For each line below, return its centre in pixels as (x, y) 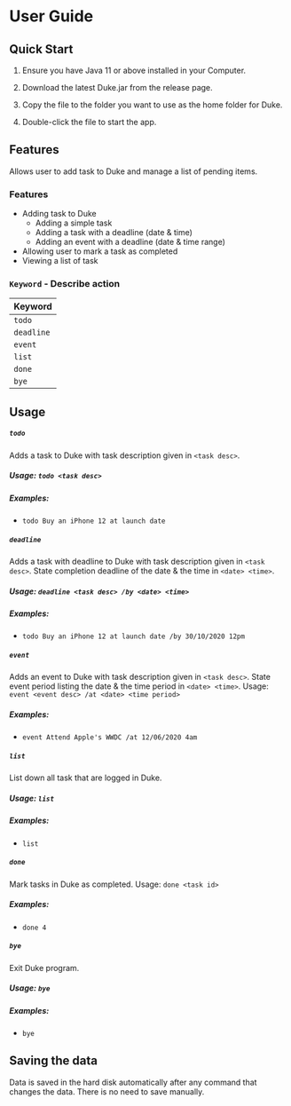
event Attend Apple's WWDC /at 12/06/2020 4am (110, 738)
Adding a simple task (74, 223)
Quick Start (41, 49)
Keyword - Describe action (65, 284)
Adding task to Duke (59, 214)
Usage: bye (30, 988)
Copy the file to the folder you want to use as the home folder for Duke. (152, 105)
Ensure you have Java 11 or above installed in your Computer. (134, 70)
